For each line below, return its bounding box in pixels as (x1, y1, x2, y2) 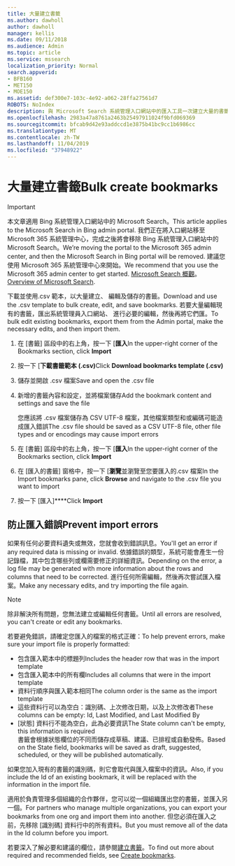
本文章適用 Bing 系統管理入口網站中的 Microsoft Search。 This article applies (7, 217, 227, 225)
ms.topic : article (7, 50, 61, 57)
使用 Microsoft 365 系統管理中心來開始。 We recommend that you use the (7, 260, 219, 269)
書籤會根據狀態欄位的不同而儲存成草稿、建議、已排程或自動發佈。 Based (17, 735, 226, 744)
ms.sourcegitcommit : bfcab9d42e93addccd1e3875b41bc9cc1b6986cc (7, 120, 196, 128)
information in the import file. (7, 780, 91, 788)
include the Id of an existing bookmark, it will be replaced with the (7, 772, 197, 781)
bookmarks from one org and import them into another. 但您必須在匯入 (7, 812, 211, 821)
